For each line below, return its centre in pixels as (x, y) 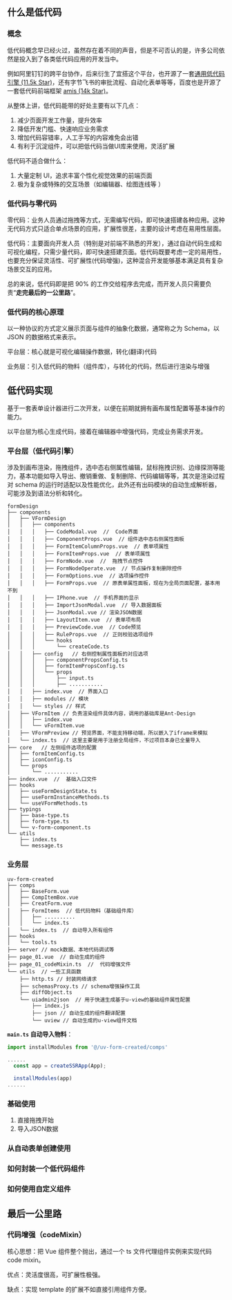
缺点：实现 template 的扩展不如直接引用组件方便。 (79, 1289)
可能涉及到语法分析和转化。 (47, 493)
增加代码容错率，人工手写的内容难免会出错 (78, 137)
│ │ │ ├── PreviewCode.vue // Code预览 (74, 627)
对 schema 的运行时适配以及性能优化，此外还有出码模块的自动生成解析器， (114, 485)
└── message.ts (41, 846)
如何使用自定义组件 (39, 1189)
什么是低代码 (35, 12)
